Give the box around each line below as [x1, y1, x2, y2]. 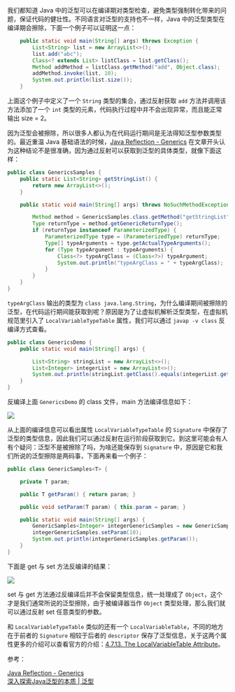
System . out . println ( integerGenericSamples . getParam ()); [32, 535, 199, 543]
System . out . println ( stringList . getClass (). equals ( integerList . [32, 371, 220, 378]
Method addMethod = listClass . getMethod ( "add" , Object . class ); [32, 64, 220, 71]
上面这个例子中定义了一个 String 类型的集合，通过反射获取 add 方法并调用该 [7, 96, 227, 105]
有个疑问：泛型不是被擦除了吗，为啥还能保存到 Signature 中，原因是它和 [7, 443, 217, 451]
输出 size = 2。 [7, 114, 51, 122]
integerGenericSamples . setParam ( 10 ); [32, 529, 142, 536]
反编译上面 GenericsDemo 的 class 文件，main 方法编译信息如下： [7, 398, 193, 405]
